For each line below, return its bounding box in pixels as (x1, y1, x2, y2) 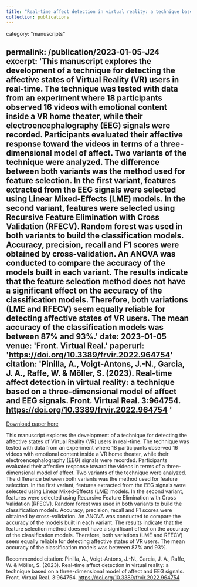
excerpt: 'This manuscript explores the (6, 56, 151, 66)
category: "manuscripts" (6, 30, 66, 37)
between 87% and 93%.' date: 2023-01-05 (6, 331, 167, 341)
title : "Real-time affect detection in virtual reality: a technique (6, 8, 180, 15)
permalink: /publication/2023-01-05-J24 (6, 47, 160, 57)
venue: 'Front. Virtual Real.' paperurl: (6, 340, 145, 350)
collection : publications (6, 14, 69, 20)
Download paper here (6, 420, 59, 427)
